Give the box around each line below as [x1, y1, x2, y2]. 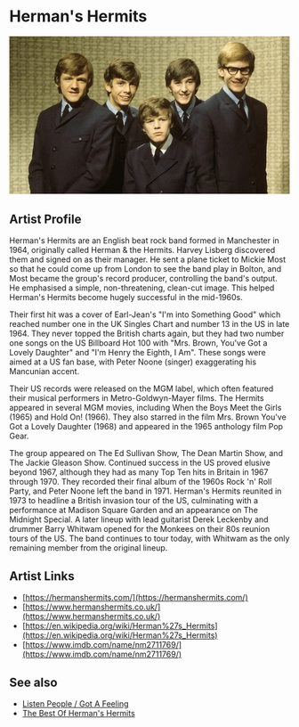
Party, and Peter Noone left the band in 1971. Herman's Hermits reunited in [9, 486, 282, 496]
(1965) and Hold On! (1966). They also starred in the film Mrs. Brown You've [9, 412, 287, 422]
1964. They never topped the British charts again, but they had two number [9, 328, 285, 339]
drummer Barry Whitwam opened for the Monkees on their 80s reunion [9, 524, 271, 535]
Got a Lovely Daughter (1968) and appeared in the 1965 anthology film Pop [9, 421, 283, 432]
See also [9, 674, 58, 690]
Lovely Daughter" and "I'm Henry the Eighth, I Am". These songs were [9, 347, 266, 358]
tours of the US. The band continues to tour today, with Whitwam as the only [9, 533, 290, 544]
